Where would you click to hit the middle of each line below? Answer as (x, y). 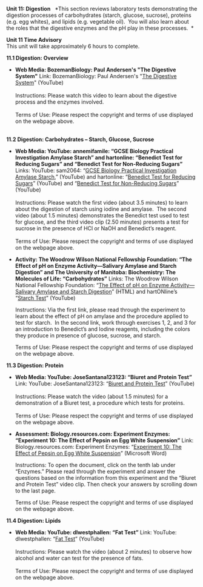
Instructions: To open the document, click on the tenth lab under (95, 465)
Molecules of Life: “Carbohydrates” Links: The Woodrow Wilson (97, 279)
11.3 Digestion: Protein (35, 365)
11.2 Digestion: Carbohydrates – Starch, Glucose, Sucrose (80, 139)
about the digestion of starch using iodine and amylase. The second (101, 209)
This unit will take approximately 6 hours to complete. (73, 46)
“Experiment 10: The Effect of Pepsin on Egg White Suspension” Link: (104, 440)
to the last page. (35, 491)
